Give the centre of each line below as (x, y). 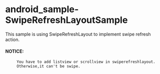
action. (12, 40)
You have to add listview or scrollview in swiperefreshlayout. (86, 62)
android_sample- (42, 9)
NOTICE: (14, 51)
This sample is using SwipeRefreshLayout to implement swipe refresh (78, 34)
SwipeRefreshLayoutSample (67, 20)
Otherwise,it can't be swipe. (49, 66)
